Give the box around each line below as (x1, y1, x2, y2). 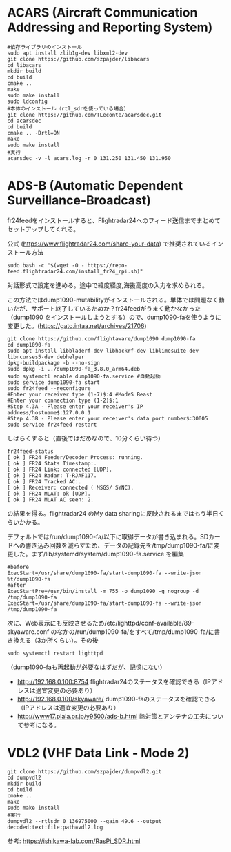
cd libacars (7, 61, 41, 68)
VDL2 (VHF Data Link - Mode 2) (7, 746, 190, 761)
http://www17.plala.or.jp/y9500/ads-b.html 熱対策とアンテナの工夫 (17, 712, 205, 720)
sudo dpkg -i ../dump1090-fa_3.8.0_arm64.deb (7, 365, 140, 372)
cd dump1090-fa (7, 341, 51, 348)
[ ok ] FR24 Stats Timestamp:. (7, 460, 97, 467)
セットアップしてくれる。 (7, 224, 80, 233)
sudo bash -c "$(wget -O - (7, 262, 85, 269)
